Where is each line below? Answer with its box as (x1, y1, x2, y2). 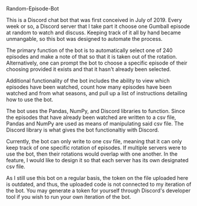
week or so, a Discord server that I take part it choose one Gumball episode (6, 23, 190, 30)
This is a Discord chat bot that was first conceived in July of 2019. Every (6, 17, 182, 23)
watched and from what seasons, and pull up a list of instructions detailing (6, 90, 188, 96)
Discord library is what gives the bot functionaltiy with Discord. (6, 127, 160, 133)
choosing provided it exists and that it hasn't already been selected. (6, 66, 172, 73)
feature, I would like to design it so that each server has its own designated (6, 157, 189, 163)
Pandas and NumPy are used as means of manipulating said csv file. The (6, 120, 184, 127)
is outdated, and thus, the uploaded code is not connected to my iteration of (6, 181, 192, 188)
